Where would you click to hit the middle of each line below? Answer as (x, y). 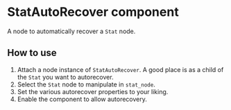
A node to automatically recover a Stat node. (71, 31)
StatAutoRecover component (93, 12)
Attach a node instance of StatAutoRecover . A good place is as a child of (120, 69)
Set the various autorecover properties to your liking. (93, 91)
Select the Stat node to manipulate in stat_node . (86, 84)
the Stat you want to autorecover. (65, 77)
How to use (32, 53)
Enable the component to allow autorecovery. (82, 99)
